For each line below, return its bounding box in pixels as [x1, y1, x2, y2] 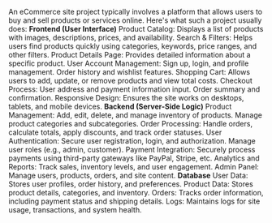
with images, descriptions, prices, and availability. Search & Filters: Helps [8, 32, 253, 42]
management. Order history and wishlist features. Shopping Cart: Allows [8, 67, 250, 76]
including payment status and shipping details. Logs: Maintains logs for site [8, 196, 261, 206]
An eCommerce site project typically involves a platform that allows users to [8, 7, 262, 16]
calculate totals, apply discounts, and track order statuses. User [8, 127, 222, 137]
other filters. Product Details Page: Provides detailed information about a [8, 50, 251, 59]
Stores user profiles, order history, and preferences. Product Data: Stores [8, 179, 253, 189]
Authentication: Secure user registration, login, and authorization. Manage [8, 136, 256, 145]
